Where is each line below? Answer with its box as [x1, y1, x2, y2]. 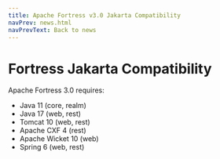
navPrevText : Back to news [8, 26, 97, 34]
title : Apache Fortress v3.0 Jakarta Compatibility [8, 11, 181, 20]
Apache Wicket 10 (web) [19, 134, 100, 143]
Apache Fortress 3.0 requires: [8, 85, 104, 95]
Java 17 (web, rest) [19, 109, 81, 118]
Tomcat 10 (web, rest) [19, 117, 90, 127]
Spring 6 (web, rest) [19, 143, 85, 152]
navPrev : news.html [8, 19, 72, 27]
